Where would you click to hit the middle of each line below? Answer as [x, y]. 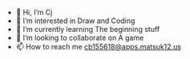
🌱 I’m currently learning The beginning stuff [88, 29]
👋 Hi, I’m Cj [34, 12]
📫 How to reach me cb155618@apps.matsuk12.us [99, 47]
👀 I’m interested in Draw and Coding [75, 21]
